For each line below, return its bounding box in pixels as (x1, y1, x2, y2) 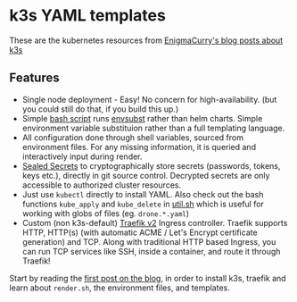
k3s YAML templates (9, 5, 167, 26)
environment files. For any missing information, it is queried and (21, 141, 257, 152)
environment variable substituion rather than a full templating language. (21, 122, 285, 133)
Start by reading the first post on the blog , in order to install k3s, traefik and (9, 273, 287, 283)
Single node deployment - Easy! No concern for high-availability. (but (21, 94, 277, 105)
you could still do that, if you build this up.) (21, 104, 179, 114)
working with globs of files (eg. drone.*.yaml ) (21, 207, 190, 219)
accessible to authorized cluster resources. (21, 180, 181, 190)
